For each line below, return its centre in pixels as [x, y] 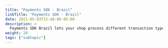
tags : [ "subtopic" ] [25, 38]
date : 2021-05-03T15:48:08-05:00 [40, 19]
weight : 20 [16, 33]
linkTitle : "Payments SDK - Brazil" [43, 14]
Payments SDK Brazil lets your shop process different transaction [81, 28]
